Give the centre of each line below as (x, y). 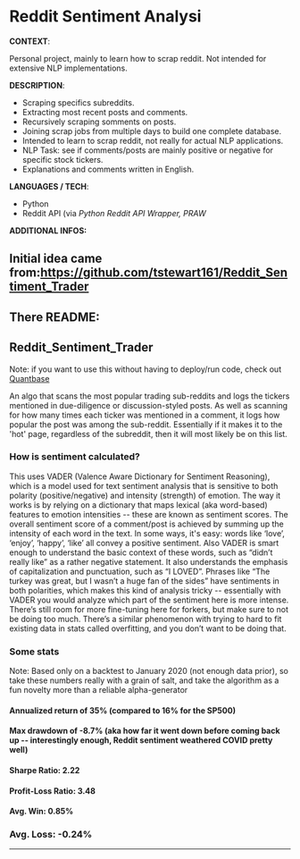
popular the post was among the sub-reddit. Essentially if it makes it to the (146, 424)
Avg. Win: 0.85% (42, 812)
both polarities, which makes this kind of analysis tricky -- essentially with (145, 590)
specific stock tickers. (62, 159)
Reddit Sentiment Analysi (105, 17)
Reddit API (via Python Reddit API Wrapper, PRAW (114, 213)
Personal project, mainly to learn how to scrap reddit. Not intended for (138, 58)
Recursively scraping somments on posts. (99, 122)
